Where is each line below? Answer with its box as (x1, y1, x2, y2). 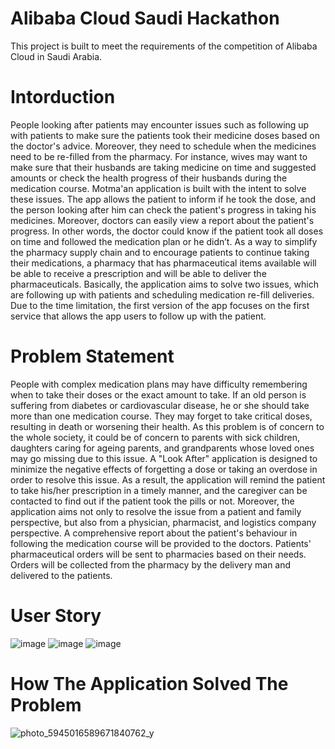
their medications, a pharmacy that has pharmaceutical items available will (10, 257, 317, 269)
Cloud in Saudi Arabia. (10, 50, 103, 62)
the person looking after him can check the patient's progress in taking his (10, 203, 317, 216)
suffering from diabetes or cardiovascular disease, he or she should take (10, 399, 310, 411)
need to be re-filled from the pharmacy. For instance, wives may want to (10, 150, 308, 162)
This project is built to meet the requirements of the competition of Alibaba (10, 40, 318, 52)
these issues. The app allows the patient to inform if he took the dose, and (10, 193, 317, 205)
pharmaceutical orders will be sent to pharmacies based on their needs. (10, 548, 307, 560)
